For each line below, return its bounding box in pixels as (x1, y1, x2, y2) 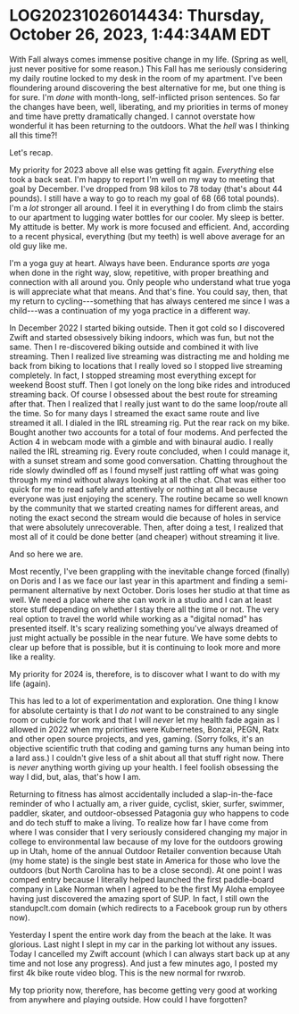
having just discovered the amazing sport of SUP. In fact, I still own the (9, 892, 270, 903)
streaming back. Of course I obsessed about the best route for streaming (9, 389, 278, 399)
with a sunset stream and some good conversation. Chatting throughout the (9, 455, 288, 465)
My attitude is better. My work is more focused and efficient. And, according (9, 221, 290, 232)
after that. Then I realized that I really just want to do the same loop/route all (9, 398, 288, 409)
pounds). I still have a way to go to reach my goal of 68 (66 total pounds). (9, 193, 279, 204)
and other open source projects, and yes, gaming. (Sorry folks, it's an (9, 733, 265, 744)
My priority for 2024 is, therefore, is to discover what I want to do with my (9, 668, 281, 679)
